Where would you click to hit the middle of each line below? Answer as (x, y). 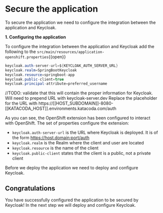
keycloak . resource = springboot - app (40, 75)
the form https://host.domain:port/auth (51, 138)
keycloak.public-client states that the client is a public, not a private (81, 153)
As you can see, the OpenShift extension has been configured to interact (78, 118)
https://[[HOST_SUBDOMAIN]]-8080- (76, 104)
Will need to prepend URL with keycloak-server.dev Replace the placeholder (81, 98)
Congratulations (30, 188)
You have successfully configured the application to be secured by (72, 200)
